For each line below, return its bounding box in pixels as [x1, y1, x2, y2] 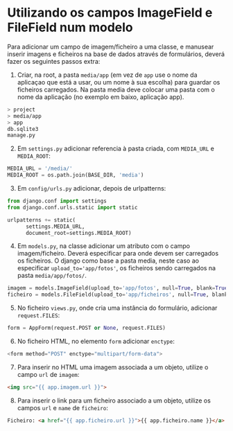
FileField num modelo [7, 19, 133, 35]
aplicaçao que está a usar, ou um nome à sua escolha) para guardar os [17, 78, 221, 86]
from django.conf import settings [7, 197, 107, 205]
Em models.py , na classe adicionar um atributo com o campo [17, 242, 191, 250]
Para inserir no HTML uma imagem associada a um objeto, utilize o [17, 362, 209, 371]
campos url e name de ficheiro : [17, 403, 109, 412]
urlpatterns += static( [7, 216, 76, 223]
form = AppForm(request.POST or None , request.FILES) [7, 324, 166, 332]
